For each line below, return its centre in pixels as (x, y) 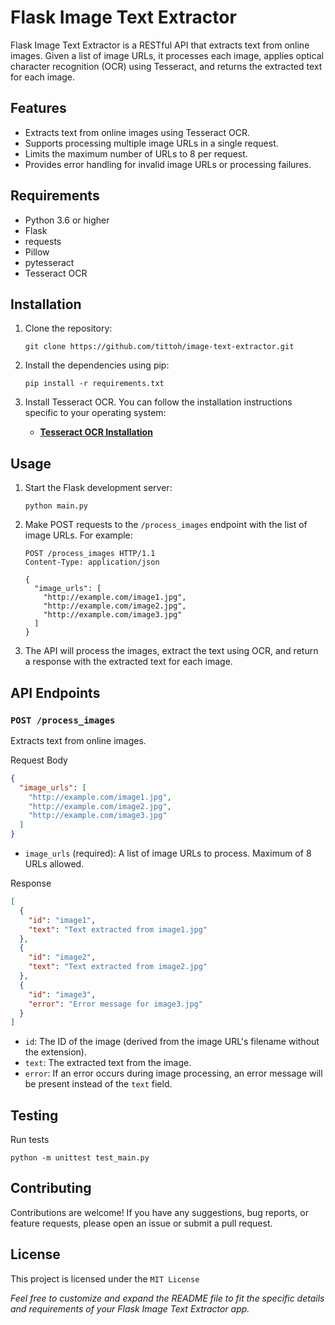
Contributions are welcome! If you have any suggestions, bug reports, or (159, 1212)
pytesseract (49, 262)
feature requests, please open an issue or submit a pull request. (141, 1223)
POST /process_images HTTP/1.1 (90, 554)
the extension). (55, 1052)
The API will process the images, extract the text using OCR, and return (171, 651)
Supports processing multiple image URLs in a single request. (151, 143)
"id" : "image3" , (62, 994)
